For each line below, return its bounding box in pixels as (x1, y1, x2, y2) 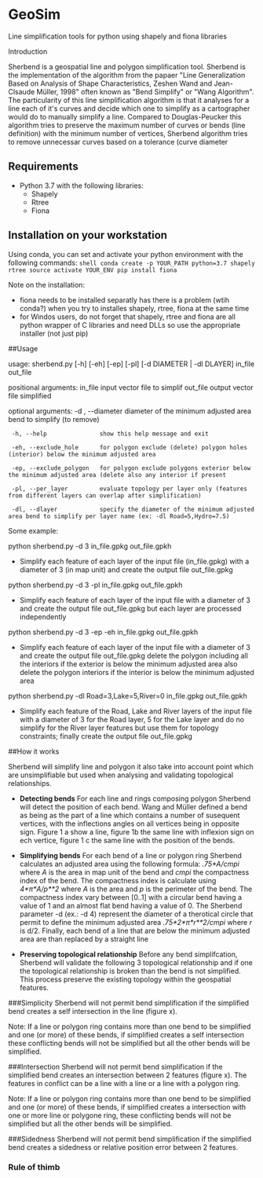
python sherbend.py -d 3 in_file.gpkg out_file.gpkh (8, 541, 172, 551)
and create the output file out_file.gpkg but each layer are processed (19, 604, 242, 613)
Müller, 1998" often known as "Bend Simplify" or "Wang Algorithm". (36, 86, 254, 96)
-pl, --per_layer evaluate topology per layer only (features (11, 485, 247, 493)
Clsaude (8, 86, 35, 96)
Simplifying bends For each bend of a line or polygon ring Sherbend (19, 850, 242, 860)
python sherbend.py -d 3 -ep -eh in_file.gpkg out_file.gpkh (8, 627, 199, 637)
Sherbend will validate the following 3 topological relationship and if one (19, 957, 254, 967)
